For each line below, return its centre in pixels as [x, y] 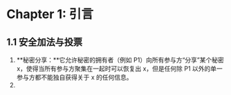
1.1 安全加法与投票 [45, 42]
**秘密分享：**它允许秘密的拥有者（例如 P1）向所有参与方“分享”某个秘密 [120, 60]
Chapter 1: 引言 [50, 14]
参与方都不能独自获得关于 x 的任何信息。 [74, 77]
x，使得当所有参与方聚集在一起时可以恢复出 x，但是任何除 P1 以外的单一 [119, 69]
